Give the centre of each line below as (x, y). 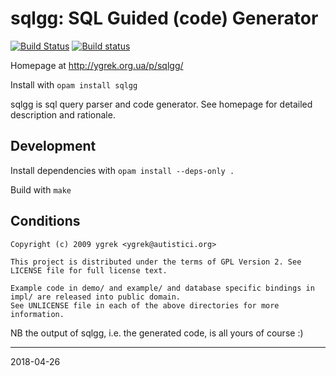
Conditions (45, 221)
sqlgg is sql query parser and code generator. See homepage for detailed (161, 104)
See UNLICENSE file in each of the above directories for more (145, 305)
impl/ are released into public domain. (96, 297)
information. (37, 314)
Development (53, 146)
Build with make (41, 189)
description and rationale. (63, 114)
